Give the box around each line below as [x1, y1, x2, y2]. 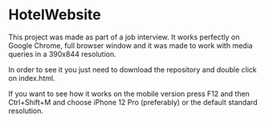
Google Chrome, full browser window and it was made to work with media [8, 40, 253, 50]
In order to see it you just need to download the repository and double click [8, 64, 257, 74]
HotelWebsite [8, 6, 102, 24]
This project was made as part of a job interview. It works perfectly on [8, 32, 240, 42]
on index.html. [8, 73, 55, 83]
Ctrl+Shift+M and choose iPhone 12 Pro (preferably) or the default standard [8, 97, 259, 107]
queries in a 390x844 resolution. [8, 49, 116, 59]
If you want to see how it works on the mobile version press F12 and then [8, 88, 251, 98]
